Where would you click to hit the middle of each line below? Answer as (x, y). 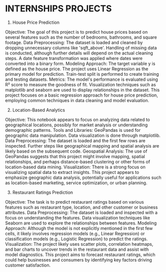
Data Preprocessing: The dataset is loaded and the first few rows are (75, 140)
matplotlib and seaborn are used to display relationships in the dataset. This (83, 90)
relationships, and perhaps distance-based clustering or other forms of (78, 162)
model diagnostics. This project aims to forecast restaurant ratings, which (80, 254)
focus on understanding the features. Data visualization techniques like (78, 218)
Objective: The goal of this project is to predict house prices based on (76, 32)
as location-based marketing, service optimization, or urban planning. (76, 183)
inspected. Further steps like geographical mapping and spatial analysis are (82, 146)
